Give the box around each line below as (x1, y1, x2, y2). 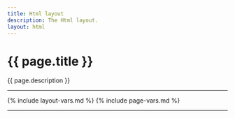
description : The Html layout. (7, 17, 99, 24)
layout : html (7, 23, 45, 30)
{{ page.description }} (7, 76, 71, 84)
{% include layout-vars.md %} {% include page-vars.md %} (7, 96, 180, 105)
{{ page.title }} (7, 53, 94, 69)
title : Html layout (7, 10, 64, 17)
